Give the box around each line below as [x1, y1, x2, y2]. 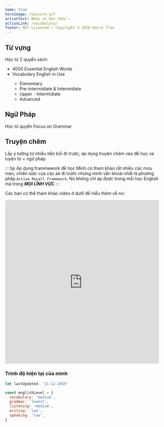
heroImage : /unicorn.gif [5, 12, 56, 17]
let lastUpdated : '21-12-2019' [5, 381, 69, 386]
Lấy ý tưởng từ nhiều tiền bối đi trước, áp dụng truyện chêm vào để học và [5, 150, 154, 157]
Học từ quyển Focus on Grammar [5, 123, 72, 129]
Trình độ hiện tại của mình [5, 370, 68, 377]
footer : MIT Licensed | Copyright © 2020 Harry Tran [5, 25, 115, 30]
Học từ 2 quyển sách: [5, 56, 48, 62]
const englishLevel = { [5, 390, 54, 395]
